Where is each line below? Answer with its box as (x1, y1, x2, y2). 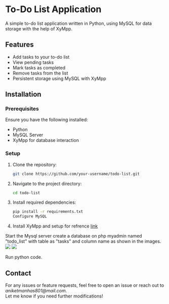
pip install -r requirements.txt (12, 209, 83, 214)
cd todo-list (12, 190, 40, 196)
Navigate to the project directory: (12, 180, 82, 186)
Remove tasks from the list (12, 70, 68, 76)
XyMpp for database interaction (12, 137, 79, 143)
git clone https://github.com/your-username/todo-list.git (12, 171, 140, 176)
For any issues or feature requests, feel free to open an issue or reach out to (5, 282, 164, 288)
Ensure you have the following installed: (5, 117, 89, 123)
